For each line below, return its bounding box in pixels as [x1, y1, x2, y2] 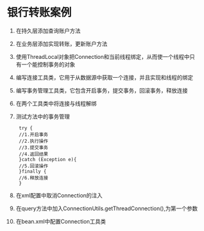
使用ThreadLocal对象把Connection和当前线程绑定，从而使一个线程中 [15, 53, 190, 60]
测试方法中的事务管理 [15, 113, 70, 120]
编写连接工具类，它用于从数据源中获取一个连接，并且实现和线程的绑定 [15, 74, 194, 81]
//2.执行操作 [18, 138, 48, 144]
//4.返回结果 [18, 151, 48, 157]
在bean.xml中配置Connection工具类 [15, 218, 107, 225]
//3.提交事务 [18, 145, 48, 151]
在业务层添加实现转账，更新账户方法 [15, 40, 108, 47]
